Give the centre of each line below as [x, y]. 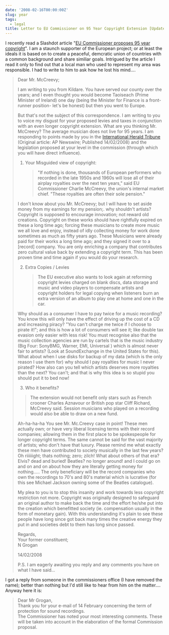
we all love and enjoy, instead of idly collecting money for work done [89, 231]
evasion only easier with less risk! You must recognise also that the [87, 335]
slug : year [17, 15]
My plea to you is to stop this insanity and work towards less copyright [91, 493]
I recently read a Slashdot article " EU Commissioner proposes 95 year [78, 43]
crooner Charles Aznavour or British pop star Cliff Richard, [91, 403]
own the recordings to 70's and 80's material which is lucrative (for [87, 477]
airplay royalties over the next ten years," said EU [89, 183]
